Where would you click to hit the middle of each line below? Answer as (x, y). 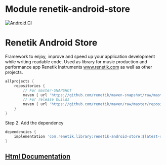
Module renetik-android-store (68, 9)
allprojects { (20, 81)
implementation (30, 136)
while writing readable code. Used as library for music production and (76, 62)
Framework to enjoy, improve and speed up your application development (80, 56)
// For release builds (46, 100)
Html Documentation (38, 156)
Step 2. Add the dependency (34, 123)
